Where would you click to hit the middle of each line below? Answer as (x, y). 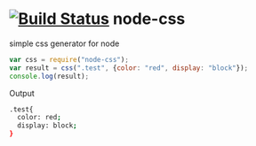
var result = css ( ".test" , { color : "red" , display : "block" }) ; (129, 68)
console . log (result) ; (49, 76)
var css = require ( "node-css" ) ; (69, 59)
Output (22, 93)
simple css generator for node (64, 43)
